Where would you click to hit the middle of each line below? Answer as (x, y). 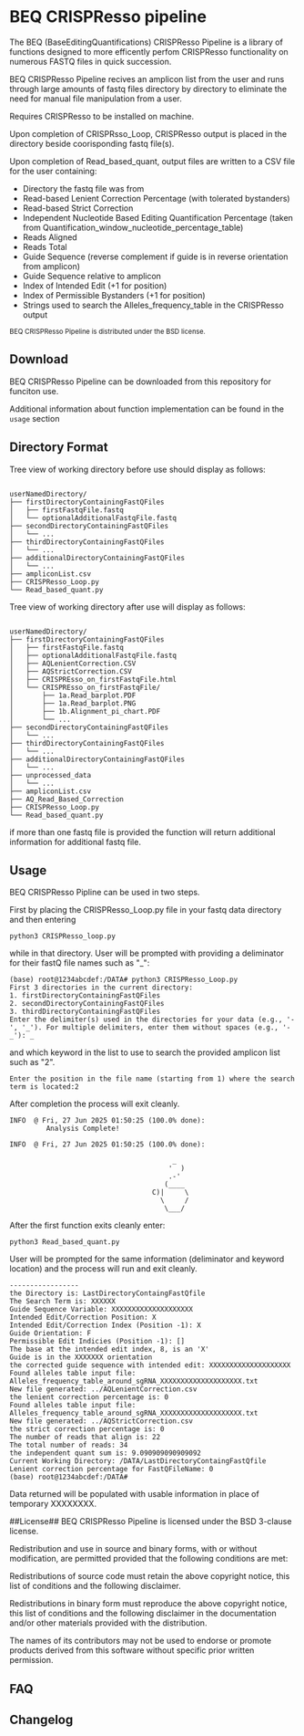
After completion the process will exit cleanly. (95, 1104)
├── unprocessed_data (51, 775)
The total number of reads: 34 (69, 1445)
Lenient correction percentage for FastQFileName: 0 (111, 1469)
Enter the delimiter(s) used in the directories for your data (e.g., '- (152, 1020)
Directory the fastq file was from (83, 188)
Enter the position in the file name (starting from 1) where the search (152, 1079)
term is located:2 (44, 1087)
